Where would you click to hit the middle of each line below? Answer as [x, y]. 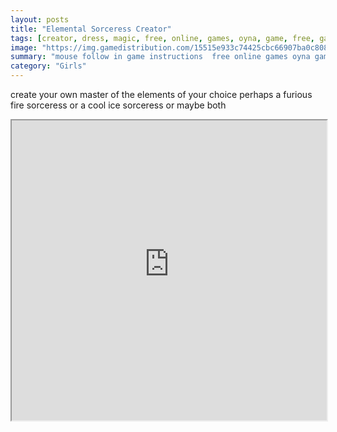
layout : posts [40, 19]
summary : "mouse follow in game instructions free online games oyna [160, 57]
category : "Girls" [48, 66]
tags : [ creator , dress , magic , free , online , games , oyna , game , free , [162, 38]
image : [24, 47]
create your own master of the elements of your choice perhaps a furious [161, 94]
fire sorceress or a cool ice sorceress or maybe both [118, 105]
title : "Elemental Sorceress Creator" [91, 29]
